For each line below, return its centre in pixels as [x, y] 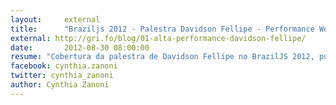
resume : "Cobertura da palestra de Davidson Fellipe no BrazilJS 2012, [162, 57]
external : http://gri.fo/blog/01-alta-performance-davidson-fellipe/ [158, 38]
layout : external [55, 19]
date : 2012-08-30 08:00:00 [80, 47]
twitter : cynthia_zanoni [62, 76]
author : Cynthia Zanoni [60, 85]
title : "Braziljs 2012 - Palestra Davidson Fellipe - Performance [162, 29]
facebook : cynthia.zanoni [64, 66]
